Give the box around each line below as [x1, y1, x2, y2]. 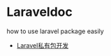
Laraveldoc [6, 4, 73, 20]
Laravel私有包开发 [16, 41, 69, 49]
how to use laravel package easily [6, 27, 104, 35]
